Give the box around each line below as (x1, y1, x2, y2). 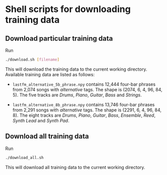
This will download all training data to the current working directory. (5, 164, 145, 170)
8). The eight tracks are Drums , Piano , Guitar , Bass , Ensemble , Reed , (12, 112, 156, 118)
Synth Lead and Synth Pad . (12, 117, 69, 123)
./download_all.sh (5, 155, 44, 160)
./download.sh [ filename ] (5, 57, 59, 62)
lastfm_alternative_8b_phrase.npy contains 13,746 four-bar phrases (12, 101, 155, 107)
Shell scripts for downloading (5, 4, 131, 15)
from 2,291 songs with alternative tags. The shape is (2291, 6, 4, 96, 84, (12, 107, 162, 113)
